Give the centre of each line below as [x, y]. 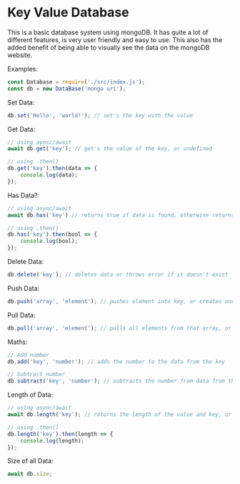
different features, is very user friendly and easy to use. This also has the [115, 39]
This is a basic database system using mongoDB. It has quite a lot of [108, 32]
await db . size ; [30, 474]
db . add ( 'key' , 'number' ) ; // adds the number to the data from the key [116, 362]
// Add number [29, 355]
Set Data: [21, 102]
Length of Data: [30, 395]
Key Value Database [69, 13]
